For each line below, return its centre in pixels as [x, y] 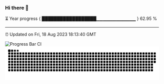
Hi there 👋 [17, 8]
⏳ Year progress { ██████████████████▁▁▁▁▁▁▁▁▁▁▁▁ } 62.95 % [81, 18]
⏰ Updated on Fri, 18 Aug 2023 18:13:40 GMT [51, 34]
